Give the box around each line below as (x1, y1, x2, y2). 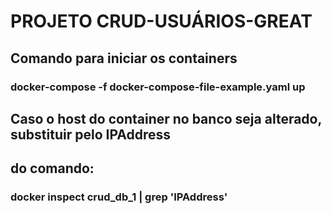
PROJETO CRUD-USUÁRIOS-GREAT (10, 10, 313, 33)
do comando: (10, 160, 95, 177)
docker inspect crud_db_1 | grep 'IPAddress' (10, 190, 228, 204)
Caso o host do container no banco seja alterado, (10, 110, 322, 127)
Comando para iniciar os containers (10, 50, 238, 67)
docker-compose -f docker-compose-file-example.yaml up (10, 80, 306, 94)
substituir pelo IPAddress (10, 126, 171, 143)
